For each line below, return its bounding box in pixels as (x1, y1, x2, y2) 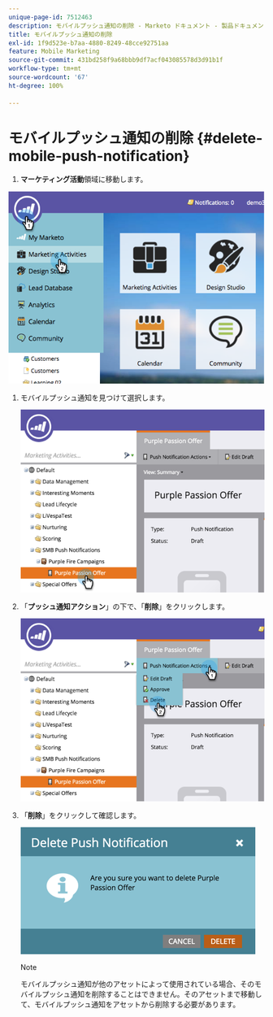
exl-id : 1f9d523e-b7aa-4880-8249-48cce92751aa (8, 39, 169, 47)
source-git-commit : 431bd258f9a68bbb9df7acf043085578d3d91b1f (8, 56, 223, 64)
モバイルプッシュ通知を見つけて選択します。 (19, 393, 170, 402)
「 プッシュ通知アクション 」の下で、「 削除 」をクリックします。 (19, 602, 230, 611)
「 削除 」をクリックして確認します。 (19, 810, 141, 820)
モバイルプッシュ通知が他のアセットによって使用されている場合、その (19, 979, 254, 989)
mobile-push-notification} (8, 146, 190, 165)
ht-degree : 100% (8, 81, 63, 89)
